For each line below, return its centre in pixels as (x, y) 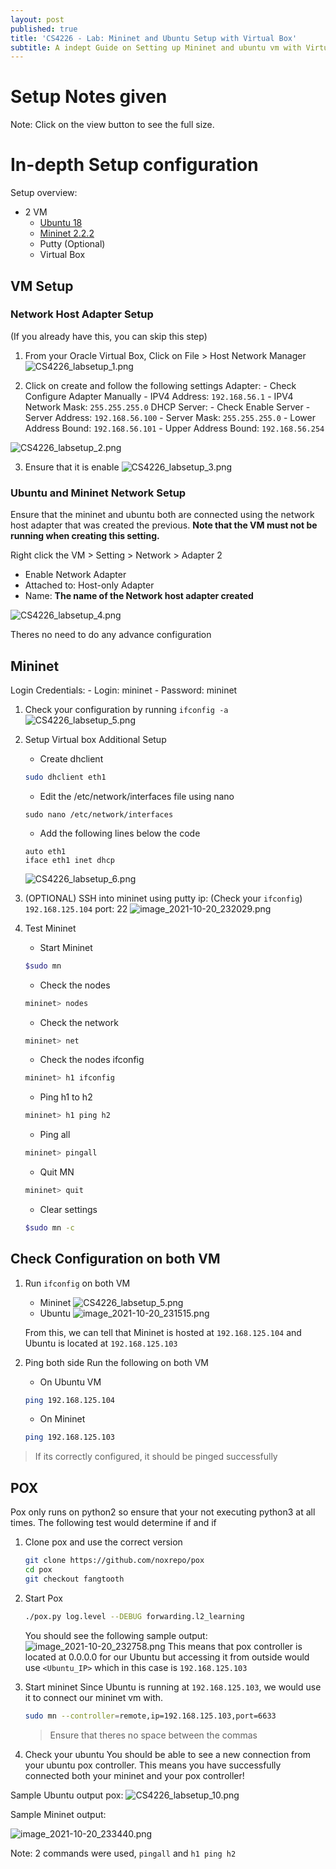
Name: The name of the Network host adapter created (139, 596)
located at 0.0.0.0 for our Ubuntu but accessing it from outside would (167, 1657)
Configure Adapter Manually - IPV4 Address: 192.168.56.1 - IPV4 (159, 396)
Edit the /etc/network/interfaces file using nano (137, 796)
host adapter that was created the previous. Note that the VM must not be (164, 525)
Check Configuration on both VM (115, 1259)
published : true (44, 29)
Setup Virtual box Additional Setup (95, 739)
